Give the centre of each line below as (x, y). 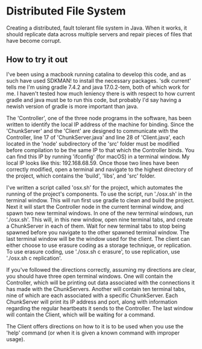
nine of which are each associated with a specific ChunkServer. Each (92, 295)
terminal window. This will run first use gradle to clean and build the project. (100, 200)
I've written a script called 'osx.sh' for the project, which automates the (94, 187)
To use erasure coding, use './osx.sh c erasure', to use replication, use (93, 251)
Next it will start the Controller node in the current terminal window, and (95, 207)
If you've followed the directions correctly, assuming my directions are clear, (101, 269)
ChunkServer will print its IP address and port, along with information (92, 302)
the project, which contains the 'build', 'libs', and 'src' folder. (81, 176)
